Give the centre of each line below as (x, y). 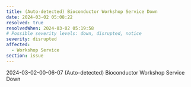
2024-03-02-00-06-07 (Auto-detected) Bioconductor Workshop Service (95, 72)
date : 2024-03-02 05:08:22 (39, 17)
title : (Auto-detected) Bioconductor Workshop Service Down (82, 12)
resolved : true (25, 22)
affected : (18, 45)
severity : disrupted (32, 39)
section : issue (25, 56)
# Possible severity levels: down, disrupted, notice (74, 34)
